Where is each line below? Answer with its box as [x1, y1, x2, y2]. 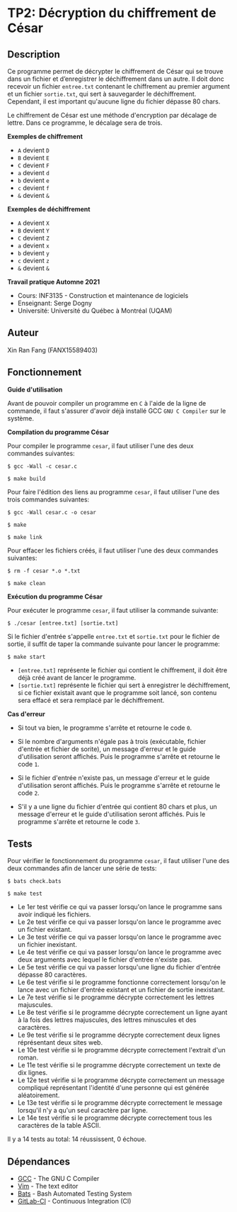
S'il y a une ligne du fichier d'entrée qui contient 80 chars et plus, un [17, 802, 217, 811]
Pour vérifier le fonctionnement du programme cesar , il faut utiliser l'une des [7, 857, 230, 865]
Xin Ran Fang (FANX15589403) [7, 345, 98, 354]
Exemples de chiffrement [7, 133, 83, 140]
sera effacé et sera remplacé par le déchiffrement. [17, 696, 165, 704]
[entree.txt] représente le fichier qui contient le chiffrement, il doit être [17, 665, 228, 674]
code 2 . [17, 789, 40, 797]
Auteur [7, 327, 39, 339]
